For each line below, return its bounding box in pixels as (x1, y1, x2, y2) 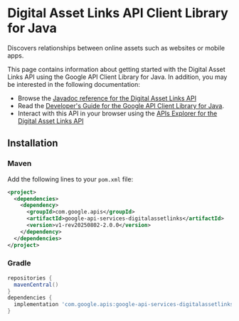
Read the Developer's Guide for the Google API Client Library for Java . (17, 101, 225, 110)
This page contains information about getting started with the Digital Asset (7, 65, 225, 73)
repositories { (7, 274, 53, 282)
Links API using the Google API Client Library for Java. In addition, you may (7, 73, 228, 81)
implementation (14, 301, 59, 308)
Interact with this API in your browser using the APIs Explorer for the (17, 109, 218, 117)
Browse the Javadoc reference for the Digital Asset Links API (17, 94, 197, 102)
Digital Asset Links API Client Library (7, 5, 229, 21)
